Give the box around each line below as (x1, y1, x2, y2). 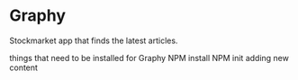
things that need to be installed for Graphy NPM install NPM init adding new (9, 52, 290, 63)
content (9, 62, 39, 73)
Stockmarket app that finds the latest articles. (9, 35, 178, 46)
